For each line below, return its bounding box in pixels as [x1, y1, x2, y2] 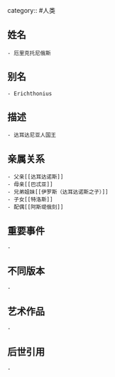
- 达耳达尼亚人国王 [7, 132, 57, 139]
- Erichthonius [7, 90, 53, 97]
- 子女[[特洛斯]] [7, 196, 53, 203]
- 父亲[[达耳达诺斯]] [7, 174, 64, 181]
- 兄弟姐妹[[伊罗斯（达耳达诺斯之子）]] [7, 188, 109, 196]
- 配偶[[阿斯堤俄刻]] [7, 203, 64, 211]
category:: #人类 [7, 6, 55, 14]
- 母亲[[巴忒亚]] [7, 181, 53, 188]
